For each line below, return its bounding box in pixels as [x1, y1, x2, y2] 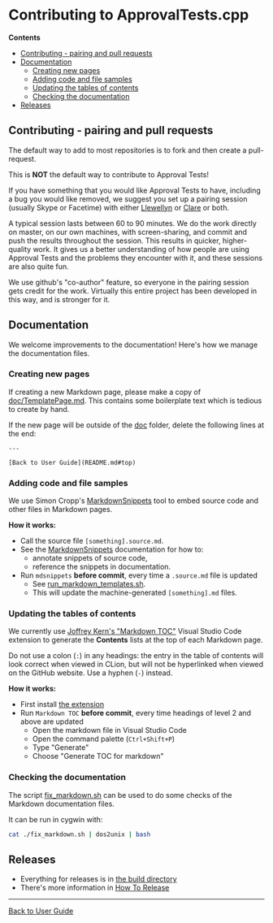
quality [8, 244, 32, 253]
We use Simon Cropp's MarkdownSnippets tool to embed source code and [8, 496, 258, 505]
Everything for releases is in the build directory [19, 874, 177, 884]
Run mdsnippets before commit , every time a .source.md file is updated [19, 570, 258, 580]
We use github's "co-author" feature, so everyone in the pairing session [8, 277, 249, 287]
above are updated [19, 717, 84, 726]
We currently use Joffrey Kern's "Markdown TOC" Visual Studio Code [8, 626, 242, 636]
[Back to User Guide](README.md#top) [8, 458, 136, 466]
